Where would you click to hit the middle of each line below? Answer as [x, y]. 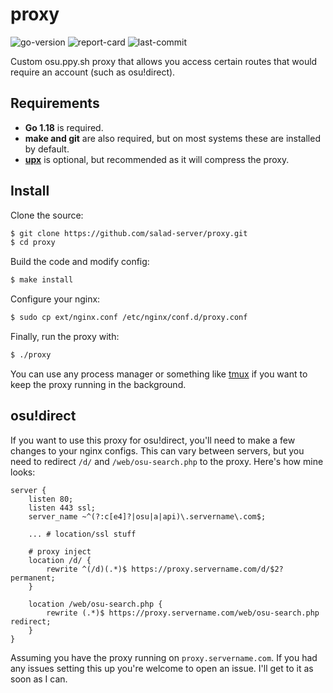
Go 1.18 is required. [64, 127]
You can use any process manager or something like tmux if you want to [159, 374]
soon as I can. [39, 679]
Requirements [55, 103]
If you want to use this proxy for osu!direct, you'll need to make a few [153, 440]
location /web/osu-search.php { [95, 604]
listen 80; [51, 499]
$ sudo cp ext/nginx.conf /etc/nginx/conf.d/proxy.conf [129, 318]
